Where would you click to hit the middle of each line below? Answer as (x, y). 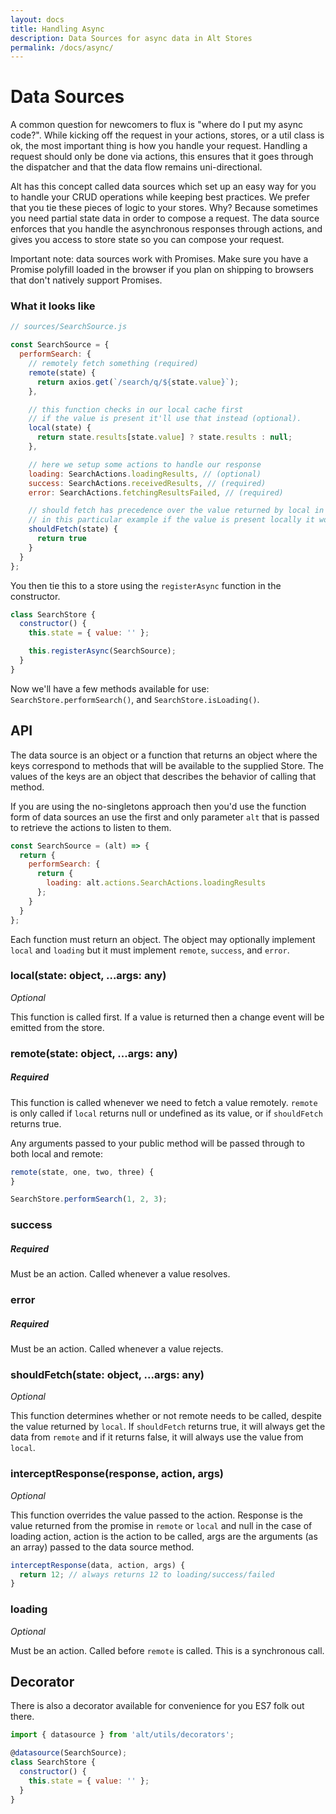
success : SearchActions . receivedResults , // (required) (147, 483)
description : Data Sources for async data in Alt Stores (131, 38)
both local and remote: (57, 1153)
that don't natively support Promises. (86, 280)
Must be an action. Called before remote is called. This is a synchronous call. (167, 1650)
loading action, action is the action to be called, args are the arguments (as (164, 1536)
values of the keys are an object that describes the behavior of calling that (163, 776)
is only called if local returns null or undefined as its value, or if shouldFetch (166, 1113)
